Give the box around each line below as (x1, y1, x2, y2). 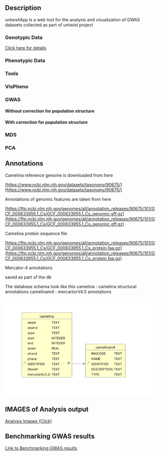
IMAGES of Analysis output (5, 405, 89, 414)
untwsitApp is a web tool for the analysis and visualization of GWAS (5, 16, 140, 22)
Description (5, 4, 41, 12)
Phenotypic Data (5, 57, 46, 64)
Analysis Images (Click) (5, 418, 52, 424)
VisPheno (5, 83, 29, 90)
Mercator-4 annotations (5, 264, 53, 271)
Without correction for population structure (5, 108, 95, 114)
